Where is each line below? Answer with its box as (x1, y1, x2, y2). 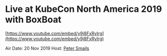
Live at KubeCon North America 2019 (5, 3, 162, 15)
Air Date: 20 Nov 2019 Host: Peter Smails (5, 45, 90, 51)
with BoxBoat (5, 14, 61, 25)
